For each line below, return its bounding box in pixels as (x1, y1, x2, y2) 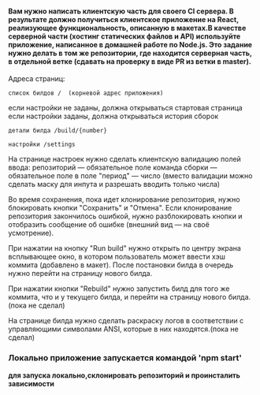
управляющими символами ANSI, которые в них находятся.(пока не (8, 324, 239, 334)
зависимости (8, 378, 55, 388)
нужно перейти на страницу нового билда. (8, 269, 153, 278)
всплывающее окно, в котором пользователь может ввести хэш (8, 252, 226, 262)
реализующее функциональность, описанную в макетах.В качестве (8, 23, 247, 32)
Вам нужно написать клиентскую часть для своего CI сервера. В (8, 6, 234, 16)
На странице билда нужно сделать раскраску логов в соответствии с (8, 316, 244, 326)
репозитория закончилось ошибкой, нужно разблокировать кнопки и (8, 211, 243, 221)
